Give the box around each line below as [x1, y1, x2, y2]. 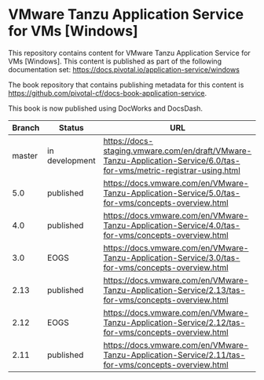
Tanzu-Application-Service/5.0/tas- [103, 187, 241, 198]
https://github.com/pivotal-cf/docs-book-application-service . [8, 88, 207, 97]
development [46, 155, 96, 166]
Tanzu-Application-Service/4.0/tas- [103, 220, 241, 231]
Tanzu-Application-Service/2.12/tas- [103, 316, 246, 327]
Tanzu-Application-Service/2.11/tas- [103, 349, 246, 360]
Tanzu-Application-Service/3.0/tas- [103, 252, 241, 263]
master [12, 150, 38, 161]
